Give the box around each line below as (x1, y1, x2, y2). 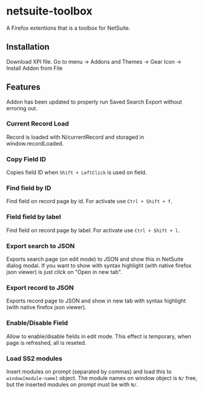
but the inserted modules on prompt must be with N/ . (6, 381, 138, 388)
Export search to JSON (6, 241, 75, 250)
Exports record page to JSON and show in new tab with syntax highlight (6, 297, 186, 304)
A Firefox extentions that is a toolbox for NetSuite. (6, 24, 131, 32)
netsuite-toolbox (6, 4, 93, 18)
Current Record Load (6, 119, 69, 128)
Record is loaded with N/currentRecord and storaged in (6, 133, 144, 141)
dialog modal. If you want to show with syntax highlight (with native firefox (6, 262, 192, 269)
